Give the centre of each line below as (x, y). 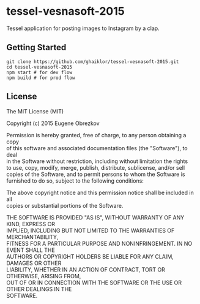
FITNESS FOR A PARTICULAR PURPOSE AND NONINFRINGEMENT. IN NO (99, 243)
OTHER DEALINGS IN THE (39, 289)
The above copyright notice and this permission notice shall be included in (100, 192)
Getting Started (36, 47)
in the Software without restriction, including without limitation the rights (97, 161)
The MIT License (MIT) (35, 111)
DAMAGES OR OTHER (34, 263)
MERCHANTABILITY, (32, 237)
